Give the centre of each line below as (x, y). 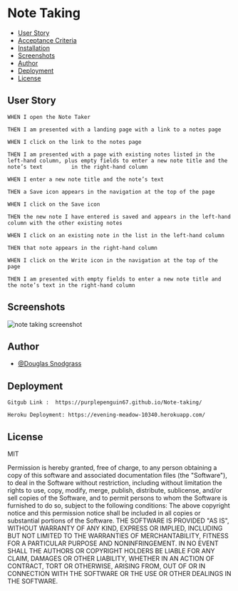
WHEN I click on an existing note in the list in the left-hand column (116, 235)
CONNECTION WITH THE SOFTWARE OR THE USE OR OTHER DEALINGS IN (119, 574)
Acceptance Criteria (47, 40)
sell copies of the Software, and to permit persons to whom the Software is (118, 498)
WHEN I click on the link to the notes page (74, 142)
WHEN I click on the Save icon (54, 204)
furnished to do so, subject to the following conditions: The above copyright (119, 506)
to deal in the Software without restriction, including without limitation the (115, 483)
